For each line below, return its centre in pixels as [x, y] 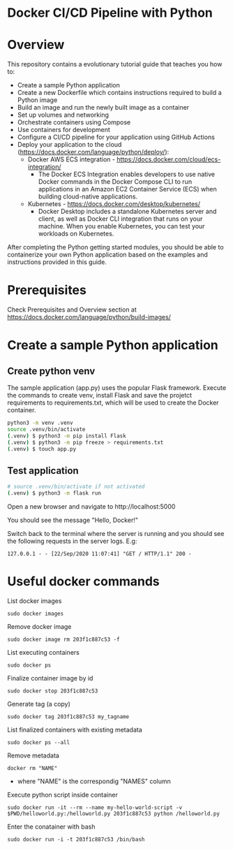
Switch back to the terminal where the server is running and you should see [116, 534]
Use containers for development [63, 130]
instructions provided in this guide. [57, 262]
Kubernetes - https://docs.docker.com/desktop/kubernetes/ [114, 204]
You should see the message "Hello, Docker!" [73, 520]
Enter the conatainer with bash [51, 827]
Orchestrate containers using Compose [74, 122]
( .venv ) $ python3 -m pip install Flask [67, 436]
